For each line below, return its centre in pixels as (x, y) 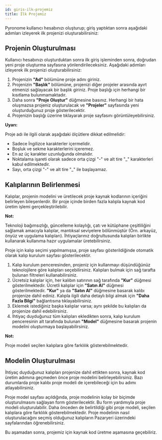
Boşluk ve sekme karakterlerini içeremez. (53, 149)
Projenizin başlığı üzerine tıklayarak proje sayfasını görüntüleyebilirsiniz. (84, 116)
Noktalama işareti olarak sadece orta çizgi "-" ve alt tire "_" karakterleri (83, 159)
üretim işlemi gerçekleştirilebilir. (37, 207)
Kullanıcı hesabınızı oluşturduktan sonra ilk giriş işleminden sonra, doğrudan (81, 60)
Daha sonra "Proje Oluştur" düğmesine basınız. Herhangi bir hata (78, 100)
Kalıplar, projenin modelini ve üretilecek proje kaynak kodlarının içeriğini (76, 196)
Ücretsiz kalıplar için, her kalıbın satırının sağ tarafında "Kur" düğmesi (81, 280)
